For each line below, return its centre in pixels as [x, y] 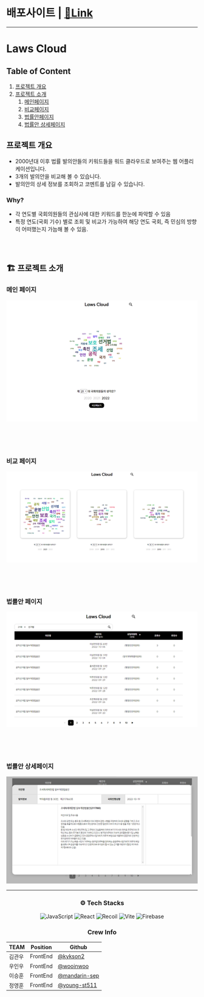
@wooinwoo [73, 966]
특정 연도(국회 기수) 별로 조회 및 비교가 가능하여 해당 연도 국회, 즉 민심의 [100, 222]
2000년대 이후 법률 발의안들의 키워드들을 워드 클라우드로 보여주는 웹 [96, 161]
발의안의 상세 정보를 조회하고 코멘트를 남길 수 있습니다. [80, 184]
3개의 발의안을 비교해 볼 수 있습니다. [58, 176]
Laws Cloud [36, 49]
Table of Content [39, 71]
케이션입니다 [30, 169]
